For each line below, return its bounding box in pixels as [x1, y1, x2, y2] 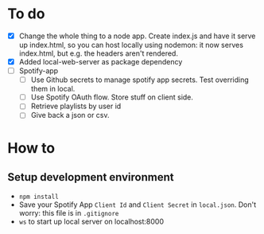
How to [7, 138, 56, 157]
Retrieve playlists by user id [30, 101, 122, 111]
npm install [18, 193, 59, 201]
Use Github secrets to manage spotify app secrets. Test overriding [30, 75, 250, 84]
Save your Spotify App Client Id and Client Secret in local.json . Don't [18, 200, 257, 209]
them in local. [30, 84, 76, 94]
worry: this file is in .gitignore [18, 209, 119, 218]
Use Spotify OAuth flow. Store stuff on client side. [30, 92, 194, 102]
